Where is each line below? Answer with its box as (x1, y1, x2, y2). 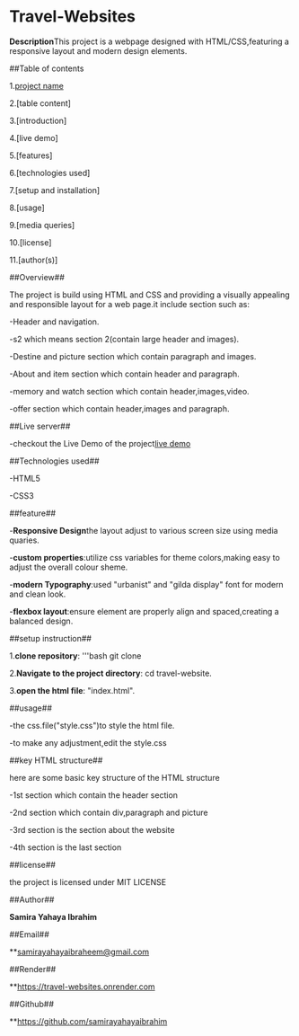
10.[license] (9, 236, 52, 248)
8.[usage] (9, 202, 45, 213)
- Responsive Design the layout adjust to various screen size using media (9, 525, 278, 536)
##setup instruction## (9, 633, 92, 643)
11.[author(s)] (9, 254, 58, 265)
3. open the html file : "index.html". (9, 685, 136, 695)
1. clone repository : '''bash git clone (9, 650, 142, 661)
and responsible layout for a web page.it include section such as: (9, 298, 250, 309)
